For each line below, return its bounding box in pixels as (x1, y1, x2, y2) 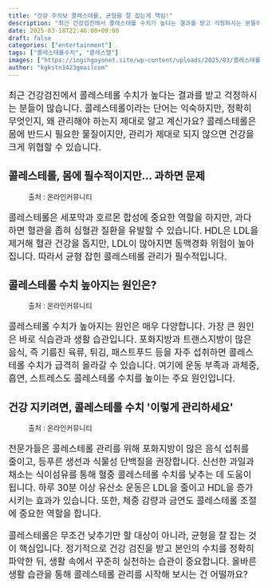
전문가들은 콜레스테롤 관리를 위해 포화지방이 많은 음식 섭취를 (8, 443, 250, 455)
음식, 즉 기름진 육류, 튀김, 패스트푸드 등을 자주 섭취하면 (8, 347, 227, 359)
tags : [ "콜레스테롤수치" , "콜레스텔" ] (8, 49, 119, 57)
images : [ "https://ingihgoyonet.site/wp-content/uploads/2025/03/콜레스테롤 (8, 57, 261, 65)
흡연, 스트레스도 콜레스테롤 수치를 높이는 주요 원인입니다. (8, 373, 235, 384)
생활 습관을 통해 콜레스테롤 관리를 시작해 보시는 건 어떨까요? (8, 569, 249, 581)
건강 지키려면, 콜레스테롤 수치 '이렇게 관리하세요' (8, 400, 234, 414)
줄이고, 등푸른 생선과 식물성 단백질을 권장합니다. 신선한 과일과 (8, 456, 254, 468)
